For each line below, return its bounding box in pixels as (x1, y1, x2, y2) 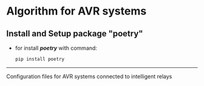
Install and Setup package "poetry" (6, 28, 143, 39)
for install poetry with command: (15, 44, 97, 51)
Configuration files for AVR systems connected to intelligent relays (6, 73, 172, 80)
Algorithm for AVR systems (6, 4, 147, 18)
